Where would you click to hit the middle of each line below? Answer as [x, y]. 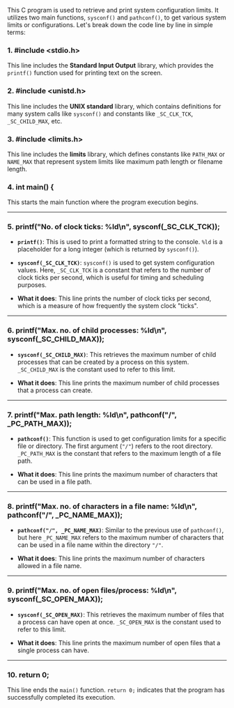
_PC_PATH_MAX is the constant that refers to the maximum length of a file [119, 454]
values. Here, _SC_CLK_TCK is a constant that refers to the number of [114, 270]
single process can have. [53, 650]
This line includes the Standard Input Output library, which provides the [110, 66]
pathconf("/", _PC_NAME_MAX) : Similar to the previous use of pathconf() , [120, 530]
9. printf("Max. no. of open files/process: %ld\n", [92, 590]
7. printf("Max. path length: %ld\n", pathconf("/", [92, 415]
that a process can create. [55, 390]
